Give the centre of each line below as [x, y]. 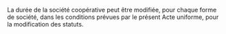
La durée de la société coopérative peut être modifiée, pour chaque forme [112, 10]
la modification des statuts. [45, 24]
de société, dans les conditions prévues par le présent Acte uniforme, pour [113, 17]
